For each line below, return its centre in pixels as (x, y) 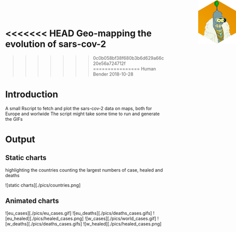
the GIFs (14, 119)
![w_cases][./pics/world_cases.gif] (121, 218)
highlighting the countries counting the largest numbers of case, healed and (84, 170)
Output (20, 140)
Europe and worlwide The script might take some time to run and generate (82, 114)
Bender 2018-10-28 (113, 74)
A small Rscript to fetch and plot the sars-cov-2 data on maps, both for (79, 108)
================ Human (125, 68)
